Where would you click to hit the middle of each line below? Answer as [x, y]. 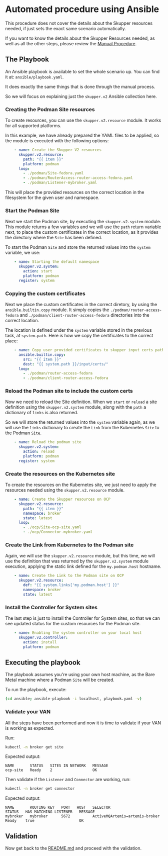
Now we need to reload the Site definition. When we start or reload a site [81, 402]
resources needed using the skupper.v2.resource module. [65, 490]
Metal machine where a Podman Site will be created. [60, 680]
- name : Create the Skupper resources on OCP [62, 499]
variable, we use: [23, 253]
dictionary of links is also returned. [42, 413]
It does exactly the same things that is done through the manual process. [80, 86]
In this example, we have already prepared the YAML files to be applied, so [82, 135]
